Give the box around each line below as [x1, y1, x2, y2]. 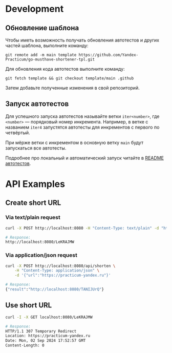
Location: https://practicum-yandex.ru [5, 334, 91, 339]
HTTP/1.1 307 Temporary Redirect [5, 328, 77, 334]
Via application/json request [5, 252, 78, 259]
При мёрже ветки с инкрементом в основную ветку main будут [5, 139, 144, 146]
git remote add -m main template [5, 52, 77, 57]
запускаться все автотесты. [5, 144, 67, 151]
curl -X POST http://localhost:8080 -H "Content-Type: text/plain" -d [5, 225, 159, 231]
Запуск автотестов [5, 99, 69, 108]
